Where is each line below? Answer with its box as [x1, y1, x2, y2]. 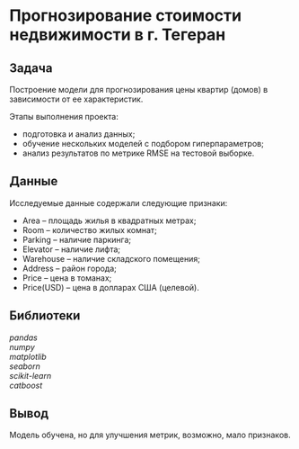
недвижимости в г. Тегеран [9, 24, 226, 45]
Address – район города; [22, 263, 117, 274]
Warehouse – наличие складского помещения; [22, 253, 200, 264]
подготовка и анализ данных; [22, 129, 136, 139]
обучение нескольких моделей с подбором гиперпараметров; [22, 139, 265, 148]
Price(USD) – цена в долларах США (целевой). [22, 282, 199, 292]
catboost [9, 380, 43, 391]
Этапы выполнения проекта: [9, 112, 119, 121]
